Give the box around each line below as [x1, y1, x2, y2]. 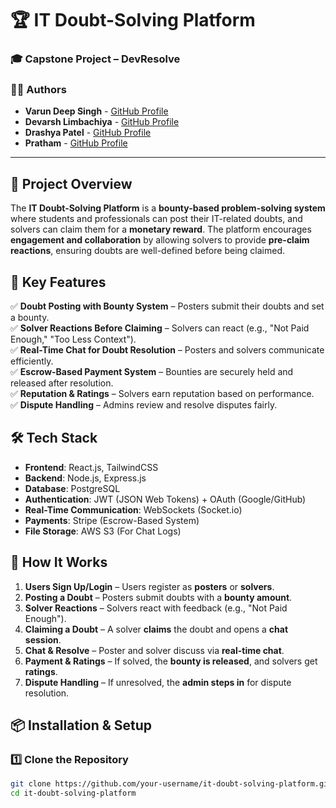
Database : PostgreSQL [24, 482, 121, 494]
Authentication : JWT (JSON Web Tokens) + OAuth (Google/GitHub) [24, 493, 307, 505]
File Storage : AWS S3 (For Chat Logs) [24, 525, 182, 537]
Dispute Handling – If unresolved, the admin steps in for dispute [24, 676, 292, 688]
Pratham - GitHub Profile [24, 137, 128, 149]
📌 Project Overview [10, 175, 133, 192]
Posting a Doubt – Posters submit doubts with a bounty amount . [24, 591, 293, 603]
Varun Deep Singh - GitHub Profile [24, 105, 169, 117]
